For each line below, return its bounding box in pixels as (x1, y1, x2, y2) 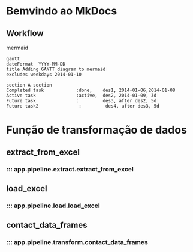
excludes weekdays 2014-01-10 (6, 72, 82, 78)
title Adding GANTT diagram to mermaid (6, 66, 106, 72)
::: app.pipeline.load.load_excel (6, 201, 100, 210)
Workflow (6, 28, 44, 38)
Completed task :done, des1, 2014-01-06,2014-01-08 (6, 87, 176, 93)
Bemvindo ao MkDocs (6, 4, 117, 18)
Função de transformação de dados (6, 123, 188, 137)
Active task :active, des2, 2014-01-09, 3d (6, 93, 157, 99)
